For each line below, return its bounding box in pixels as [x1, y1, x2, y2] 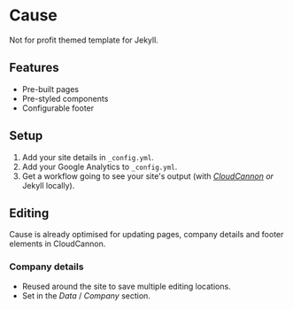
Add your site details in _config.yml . [21, 151, 155, 162]
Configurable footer [21, 103, 95, 113]
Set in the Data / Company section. [21, 290, 150, 301]
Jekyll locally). [21, 180, 75, 190]
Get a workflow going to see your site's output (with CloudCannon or [21, 170, 274, 182]
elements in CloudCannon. [9, 238, 106, 249]
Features [9, 60, 59, 75]
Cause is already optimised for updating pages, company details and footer [9, 229, 284, 240]
